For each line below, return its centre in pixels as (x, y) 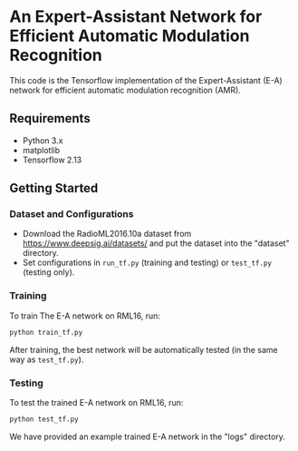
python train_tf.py (46, 332)
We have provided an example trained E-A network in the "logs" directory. (147, 436)
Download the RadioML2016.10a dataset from (107, 234)
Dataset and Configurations (72, 214)
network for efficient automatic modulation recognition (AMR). (125, 90)
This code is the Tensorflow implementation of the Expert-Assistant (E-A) (146, 80)
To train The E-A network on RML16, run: (85, 316)
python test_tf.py (44, 419)
